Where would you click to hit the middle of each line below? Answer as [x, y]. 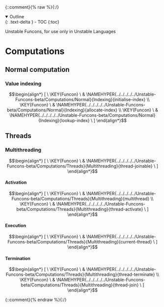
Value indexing [23, 83]
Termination [18, 258]
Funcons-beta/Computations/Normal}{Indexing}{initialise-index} [81, 99]
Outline [17, 17]
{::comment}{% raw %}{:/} [32, 7]
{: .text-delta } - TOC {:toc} [32, 22]
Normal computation [37, 69]
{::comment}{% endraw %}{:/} [36, 300]
